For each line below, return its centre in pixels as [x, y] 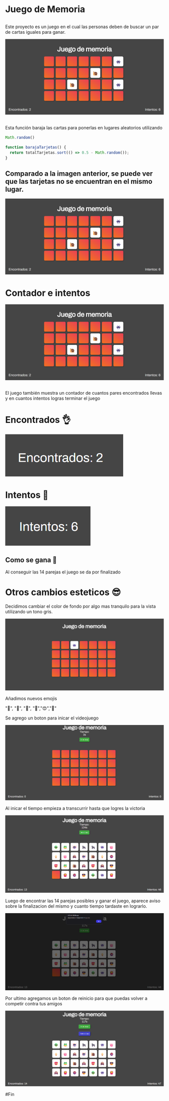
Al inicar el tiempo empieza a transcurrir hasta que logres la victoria [75, 809]
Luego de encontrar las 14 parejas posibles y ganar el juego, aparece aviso [83, 901]
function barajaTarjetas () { [36, 147]
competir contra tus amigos [34, 1004]
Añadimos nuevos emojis [31, 699]
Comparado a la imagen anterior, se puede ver [79, 173]
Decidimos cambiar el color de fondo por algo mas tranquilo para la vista [80, 606]
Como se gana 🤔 [31, 560]
